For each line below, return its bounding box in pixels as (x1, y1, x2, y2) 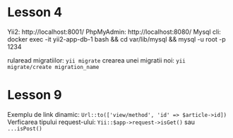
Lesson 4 (7, 4, 63, 20)
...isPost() (7, 125, 42, 132)
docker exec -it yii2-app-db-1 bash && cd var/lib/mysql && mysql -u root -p (7, 34, 226, 43)
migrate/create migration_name (7, 63, 100, 70)
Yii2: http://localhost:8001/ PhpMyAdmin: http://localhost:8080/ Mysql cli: (7, 27, 221, 36)
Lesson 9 (7, 87, 62, 103)
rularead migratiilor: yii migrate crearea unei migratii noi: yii (7, 56, 186, 64)
